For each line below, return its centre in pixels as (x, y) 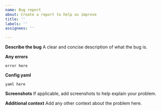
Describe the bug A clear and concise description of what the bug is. (76, 47)
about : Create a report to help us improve (51, 14)
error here (16, 66)
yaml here (15, 84)
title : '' (15, 19)
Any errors (17, 57)
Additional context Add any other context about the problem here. (74, 103)
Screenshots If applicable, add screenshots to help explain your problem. (81, 93)
